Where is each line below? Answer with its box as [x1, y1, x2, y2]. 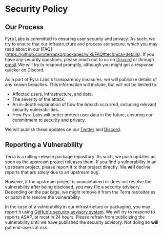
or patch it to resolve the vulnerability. [5, 194, 81, 200]
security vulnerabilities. [12, 107, 60, 112]
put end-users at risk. [5, 224, 49, 230]
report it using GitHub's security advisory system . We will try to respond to [5, 209, 155, 214]
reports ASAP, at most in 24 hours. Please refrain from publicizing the [5, 214, 145, 220]
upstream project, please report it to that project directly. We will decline [5, 164, 151, 170]
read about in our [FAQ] [5, 46, 52, 52]
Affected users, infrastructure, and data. [12, 91, 93, 97]
